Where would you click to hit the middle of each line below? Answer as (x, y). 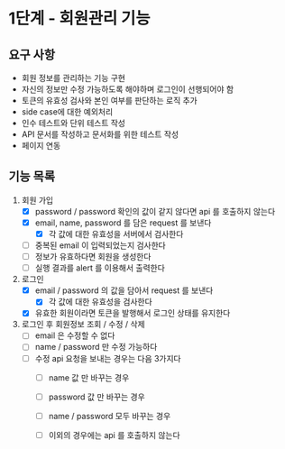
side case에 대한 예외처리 (67, 112)
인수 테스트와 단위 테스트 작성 (73, 123)
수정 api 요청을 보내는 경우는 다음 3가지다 (108, 358)
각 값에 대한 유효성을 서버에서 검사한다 (116, 234)
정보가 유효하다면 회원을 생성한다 (93, 257)
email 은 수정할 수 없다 (75, 335)
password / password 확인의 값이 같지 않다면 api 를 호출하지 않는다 (155, 211)
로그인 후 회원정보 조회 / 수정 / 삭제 (83, 325)
